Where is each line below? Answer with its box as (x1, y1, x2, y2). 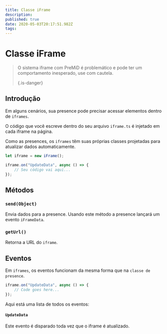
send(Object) (5, 201, 37, 207)
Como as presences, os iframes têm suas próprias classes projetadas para (5, 138, 160, 144)
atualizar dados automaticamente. (5, 144, 76, 150)
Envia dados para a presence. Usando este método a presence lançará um (5, 211, 160, 217)
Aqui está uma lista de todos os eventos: (5, 301, 90, 307)
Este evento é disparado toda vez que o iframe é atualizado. (5, 323, 130, 329)
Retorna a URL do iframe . (5, 240, 58, 246)
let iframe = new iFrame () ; (5, 153, 64, 158)
